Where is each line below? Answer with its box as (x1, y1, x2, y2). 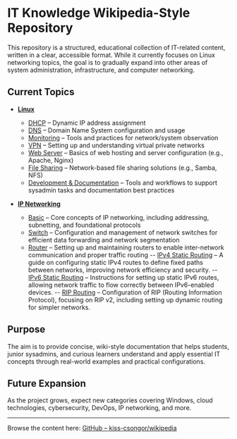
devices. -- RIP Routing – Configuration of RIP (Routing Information (28, 287, 222, 297)
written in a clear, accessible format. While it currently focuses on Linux (7, 51, 215, 59)
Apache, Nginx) (28, 156, 74, 164)
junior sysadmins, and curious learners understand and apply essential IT (7, 350, 221, 358)
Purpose (7, 323, 46, 335)
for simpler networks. (28, 303, 90, 311)
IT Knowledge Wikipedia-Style (7, 5, 190, 21)
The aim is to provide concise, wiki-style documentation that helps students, (7, 342, 229, 350)
